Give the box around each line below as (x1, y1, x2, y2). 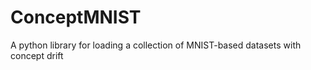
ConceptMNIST (10, 6, 142, 29)
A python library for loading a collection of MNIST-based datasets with (10, 39, 302, 51)
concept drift (10, 49, 64, 61)
